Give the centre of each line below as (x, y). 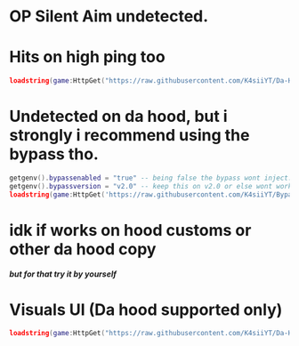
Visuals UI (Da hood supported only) (146, 310)
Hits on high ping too (88, 57)
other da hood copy (83, 249)
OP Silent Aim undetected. (109, 16)
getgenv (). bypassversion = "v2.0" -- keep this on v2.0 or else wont (141, 186)
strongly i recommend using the (129, 136)
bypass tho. (54, 154)
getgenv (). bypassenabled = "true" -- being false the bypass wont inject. (151, 178)
